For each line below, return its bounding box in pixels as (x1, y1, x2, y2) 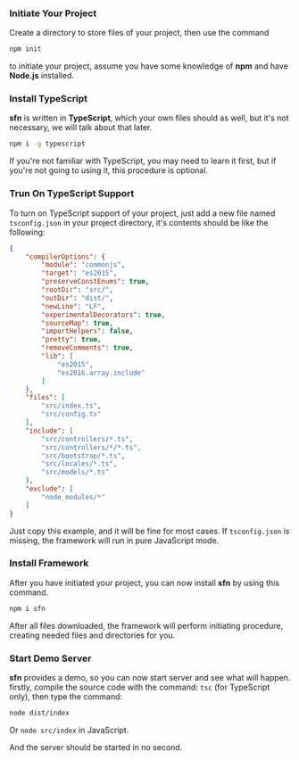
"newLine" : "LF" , (41, 302, 105, 310)
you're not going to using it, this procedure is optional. (9, 165, 208, 176)
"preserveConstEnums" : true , (41, 277, 150, 286)
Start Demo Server (9, 652, 92, 665)
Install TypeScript (9, 93, 87, 105)
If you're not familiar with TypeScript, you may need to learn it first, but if (9, 155, 277, 167)
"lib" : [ (41, 351, 74, 361)
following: (9, 227, 46, 237)
